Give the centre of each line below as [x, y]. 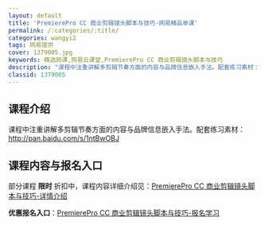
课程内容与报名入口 [55, 165]
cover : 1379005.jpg [41, 52]
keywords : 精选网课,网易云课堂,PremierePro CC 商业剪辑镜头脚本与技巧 [116, 60]
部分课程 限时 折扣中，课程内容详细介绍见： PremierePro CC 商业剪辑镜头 [128, 186]
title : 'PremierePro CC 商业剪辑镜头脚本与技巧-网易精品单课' [103, 23]
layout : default [35, 16]
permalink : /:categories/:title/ [64, 30]
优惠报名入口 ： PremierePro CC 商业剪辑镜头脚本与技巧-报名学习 [114, 213]
